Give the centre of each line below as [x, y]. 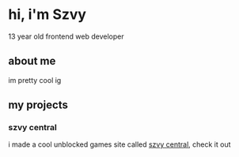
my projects [38, 105]
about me [32, 61]
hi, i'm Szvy [47, 15]
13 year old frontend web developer [66, 36]
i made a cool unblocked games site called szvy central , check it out [119, 144]
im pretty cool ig [35, 80]
